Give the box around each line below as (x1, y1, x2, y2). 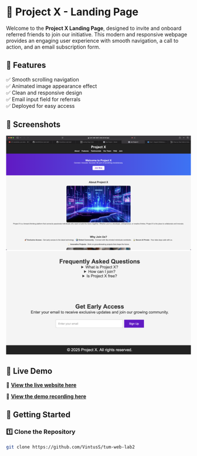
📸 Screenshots (6, 120, 61, 130)
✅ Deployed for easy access (6, 102, 75, 109)
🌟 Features (6, 60, 46, 70)
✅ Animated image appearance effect (6, 82, 97, 90)
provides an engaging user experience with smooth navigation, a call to (6, 37, 179, 44)
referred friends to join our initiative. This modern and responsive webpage (6, 30, 188, 38)
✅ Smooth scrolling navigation (6, 76, 79, 83)
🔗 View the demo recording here (6, 393, 87, 400)
